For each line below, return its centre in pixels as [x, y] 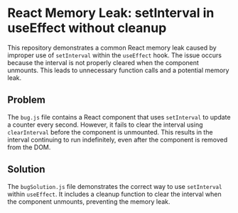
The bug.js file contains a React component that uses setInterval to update [119, 117]
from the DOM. [29, 147]
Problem [27, 100]
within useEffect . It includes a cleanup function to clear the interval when [114, 194]
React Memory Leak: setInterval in [111, 13]
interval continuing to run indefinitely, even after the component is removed [118, 139]
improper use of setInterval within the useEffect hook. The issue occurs [115, 55]
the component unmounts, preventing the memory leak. [89, 201]
